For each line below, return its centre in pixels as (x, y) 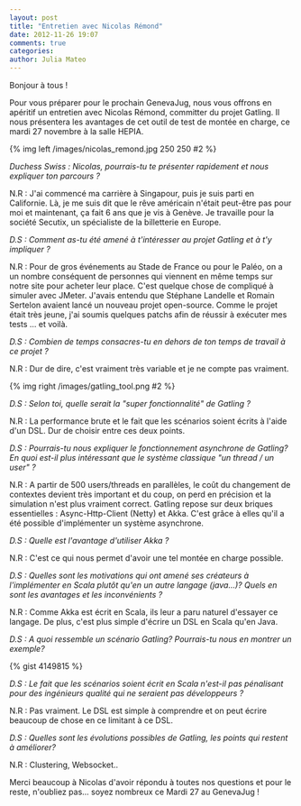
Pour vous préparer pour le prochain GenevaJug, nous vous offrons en (141, 103)
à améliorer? (33, 747)
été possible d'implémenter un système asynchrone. (107, 523)
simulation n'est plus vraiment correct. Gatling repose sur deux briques (141, 504)
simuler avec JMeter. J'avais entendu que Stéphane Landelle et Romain (142, 295)
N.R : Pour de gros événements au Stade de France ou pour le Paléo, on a (146, 266)
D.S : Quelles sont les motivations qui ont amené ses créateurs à (129, 575)
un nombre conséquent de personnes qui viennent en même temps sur (141, 276)
